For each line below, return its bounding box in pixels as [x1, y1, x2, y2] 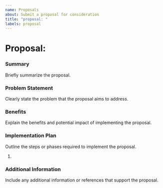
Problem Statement [5, 84, 53, 91]
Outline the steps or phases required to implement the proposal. [5, 143, 137, 149]
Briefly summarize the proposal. [5, 72, 71, 78]
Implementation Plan [5, 132, 56, 139]
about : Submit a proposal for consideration [5, 12, 99, 17]
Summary [5, 60, 30, 67]
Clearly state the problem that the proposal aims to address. [5, 96, 129, 102]
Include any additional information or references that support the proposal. [5, 177, 159, 183]
